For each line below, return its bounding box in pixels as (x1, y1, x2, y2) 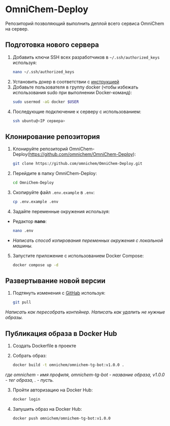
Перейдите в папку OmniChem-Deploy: (12, 171, 97, 177)
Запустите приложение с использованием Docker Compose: (12, 252, 144, 259)
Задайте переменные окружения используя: (12, 208, 110, 214)
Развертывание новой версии (5, 276, 106, 285)
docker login (12, 396, 41, 402)
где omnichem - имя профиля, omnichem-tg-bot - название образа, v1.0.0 (5, 372, 165, 378)
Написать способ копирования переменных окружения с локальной (12, 237, 163, 243)
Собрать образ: (12, 353, 47, 359)
